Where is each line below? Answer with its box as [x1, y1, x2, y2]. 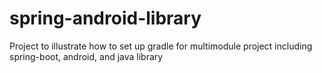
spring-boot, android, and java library [9, 50, 164, 62]
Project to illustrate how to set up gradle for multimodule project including [9, 40, 313, 52]
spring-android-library [9, 7, 202, 30]
